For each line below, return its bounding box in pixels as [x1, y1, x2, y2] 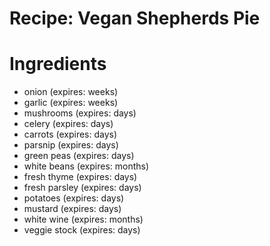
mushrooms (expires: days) [23, 107, 137, 119]
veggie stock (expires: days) [23, 224, 141, 236]
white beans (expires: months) [23, 160, 150, 172]
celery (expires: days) [23, 118, 114, 130]
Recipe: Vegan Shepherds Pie [9, 7, 261, 30]
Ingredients [9, 53, 107, 76]
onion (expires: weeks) [23, 86, 119, 98]
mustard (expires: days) [23, 203, 122, 215]
